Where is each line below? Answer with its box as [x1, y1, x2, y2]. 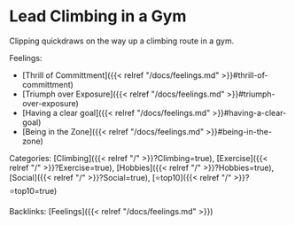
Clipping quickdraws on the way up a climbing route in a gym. [9, 35, 235, 46]
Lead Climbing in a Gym [9, 6, 187, 27]
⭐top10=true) [9, 185, 58, 196]
